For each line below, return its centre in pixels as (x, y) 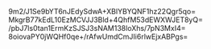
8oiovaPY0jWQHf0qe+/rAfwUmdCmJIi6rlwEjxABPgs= (98, 36)
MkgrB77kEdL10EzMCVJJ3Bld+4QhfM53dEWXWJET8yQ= (106, 20)
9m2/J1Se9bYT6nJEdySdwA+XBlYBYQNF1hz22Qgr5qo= (102, 11)
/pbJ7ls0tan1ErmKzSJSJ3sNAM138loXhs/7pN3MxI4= (97, 28)
